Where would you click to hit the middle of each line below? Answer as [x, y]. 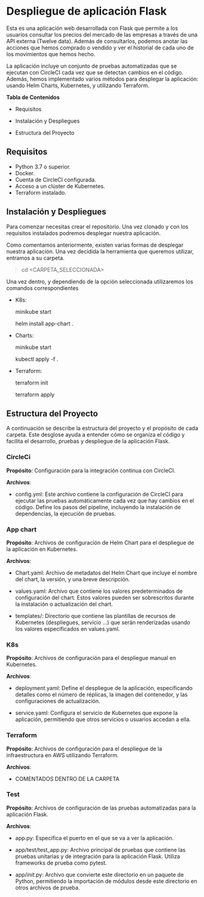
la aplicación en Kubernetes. [42, 549]
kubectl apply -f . [37, 359]
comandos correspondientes [43, 288]
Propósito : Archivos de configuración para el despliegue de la [84, 749]
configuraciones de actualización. [58, 701]
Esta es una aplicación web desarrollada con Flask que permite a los [92, 28]
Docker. [25, 173]
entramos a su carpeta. [36, 258]
